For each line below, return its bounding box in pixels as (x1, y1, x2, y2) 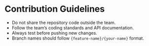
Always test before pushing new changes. (11, 30, 97, 36)
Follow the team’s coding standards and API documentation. (11, 24, 134, 30)
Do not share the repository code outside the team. (11, 20, 116, 25)
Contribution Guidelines (4, 3, 105, 15)
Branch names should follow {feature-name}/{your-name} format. (11, 35, 144, 41)
